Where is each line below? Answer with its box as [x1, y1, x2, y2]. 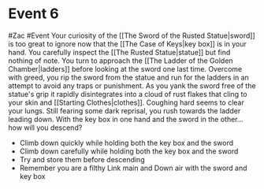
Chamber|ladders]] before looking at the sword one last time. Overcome [8, 64, 243, 73]
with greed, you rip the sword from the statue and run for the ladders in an [8, 72, 250, 82]
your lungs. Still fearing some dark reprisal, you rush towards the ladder [8, 106, 241, 115]
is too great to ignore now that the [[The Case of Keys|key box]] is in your [8, 39, 247, 48]
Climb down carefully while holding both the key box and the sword [19, 146, 239, 156]
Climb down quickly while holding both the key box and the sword [19, 138, 234, 147]
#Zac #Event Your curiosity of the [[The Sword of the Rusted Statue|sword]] [8, 31, 255, 40]
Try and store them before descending [19, 154, 145, 164]
